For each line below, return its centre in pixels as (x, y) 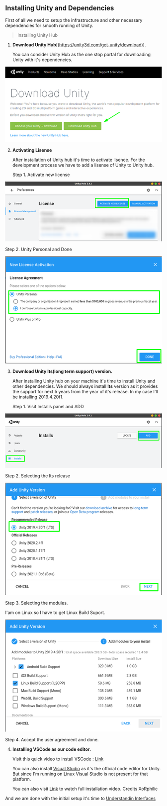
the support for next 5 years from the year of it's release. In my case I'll (85, 391)
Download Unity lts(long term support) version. (62, 371)
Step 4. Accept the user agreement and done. (52, 740)
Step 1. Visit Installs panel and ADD (48, 406)
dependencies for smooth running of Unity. (49, 25)
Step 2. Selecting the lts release (38, 476)
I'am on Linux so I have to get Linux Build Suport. (55, 612)
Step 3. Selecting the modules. (37, 603)
